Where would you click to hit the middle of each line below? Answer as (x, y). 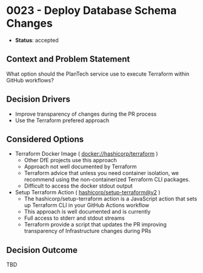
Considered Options (45, 139)
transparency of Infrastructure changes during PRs (88, 231)
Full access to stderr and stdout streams (75, 218)
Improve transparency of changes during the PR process (86, 114)
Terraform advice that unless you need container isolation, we (101, 173)
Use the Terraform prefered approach (62, 120)
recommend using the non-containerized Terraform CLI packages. (107, 180)
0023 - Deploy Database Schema (92, 11)
